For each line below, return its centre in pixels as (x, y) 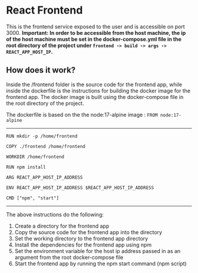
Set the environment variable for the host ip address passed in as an (98, 251)
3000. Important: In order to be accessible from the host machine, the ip (96, 32)
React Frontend (44, 10)
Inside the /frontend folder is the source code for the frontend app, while (94, 84)
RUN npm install (26, 167)
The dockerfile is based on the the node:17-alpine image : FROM (82, 114)
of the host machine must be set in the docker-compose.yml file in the (94, 39)
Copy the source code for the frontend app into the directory (88, 232)
